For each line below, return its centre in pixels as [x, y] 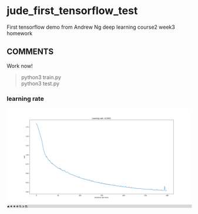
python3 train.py [41, 77]
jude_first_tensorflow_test [72, 11]
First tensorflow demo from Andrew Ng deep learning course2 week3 [91, 27]
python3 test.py [40, 83]
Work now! [20, 66]
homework [20, 33]
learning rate [26, 98]
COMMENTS [30, 52]
